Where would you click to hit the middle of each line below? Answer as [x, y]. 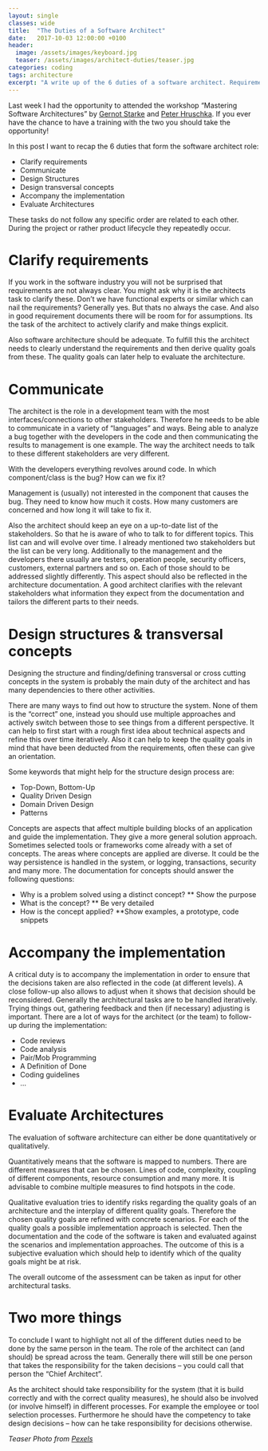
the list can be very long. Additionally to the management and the [116, 551]
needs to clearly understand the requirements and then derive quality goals [132, 349]
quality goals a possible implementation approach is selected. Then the [125, 1228]
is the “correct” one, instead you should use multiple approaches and [122, 714]
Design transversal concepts [67, 187]
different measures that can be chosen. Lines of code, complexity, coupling [132, 1170]
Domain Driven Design [57, 805]
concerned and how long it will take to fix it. [80, 510]
